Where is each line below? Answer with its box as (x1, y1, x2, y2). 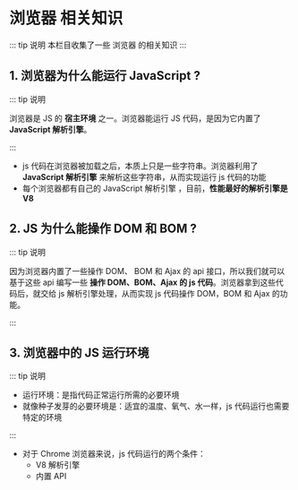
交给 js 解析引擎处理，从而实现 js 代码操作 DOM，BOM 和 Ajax (39, 288, 270, 298)
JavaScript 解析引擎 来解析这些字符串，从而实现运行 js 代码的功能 (21, 171, 267, 182)
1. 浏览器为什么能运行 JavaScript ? (9, 68, 201, 83)
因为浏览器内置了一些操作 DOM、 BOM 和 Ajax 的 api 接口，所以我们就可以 (9, 265, 285, 276)
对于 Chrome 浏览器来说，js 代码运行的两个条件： (21, 449, 206, 460)
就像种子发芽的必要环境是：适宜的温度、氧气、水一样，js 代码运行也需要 (21, 400, 290, 412)
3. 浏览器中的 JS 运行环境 (9, 345, 149, 360)
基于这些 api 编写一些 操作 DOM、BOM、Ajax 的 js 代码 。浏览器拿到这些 (9, 277, 277, 288)
